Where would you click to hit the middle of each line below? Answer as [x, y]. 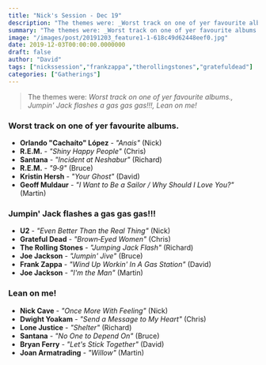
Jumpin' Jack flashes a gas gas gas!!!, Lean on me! [112, 105]
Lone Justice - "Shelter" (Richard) [76, 327]
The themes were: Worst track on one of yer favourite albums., [130, 96]
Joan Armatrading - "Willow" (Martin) [82, 352]
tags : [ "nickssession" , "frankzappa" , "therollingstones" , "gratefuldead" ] [131, 67]
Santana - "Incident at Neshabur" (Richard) [91, 160]
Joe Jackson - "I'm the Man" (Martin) [82, 273]
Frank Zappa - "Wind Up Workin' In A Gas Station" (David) [116, 265]
